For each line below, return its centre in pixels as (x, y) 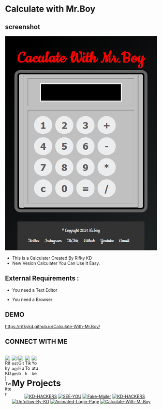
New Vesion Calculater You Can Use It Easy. (56, 263)
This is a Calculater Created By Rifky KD (52, 258)
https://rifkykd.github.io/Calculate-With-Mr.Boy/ (52, 326)
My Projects (37, 383)
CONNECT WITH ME (36, 342)
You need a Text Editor (35, 290)
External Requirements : (42, 278)
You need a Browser (32, 299)
